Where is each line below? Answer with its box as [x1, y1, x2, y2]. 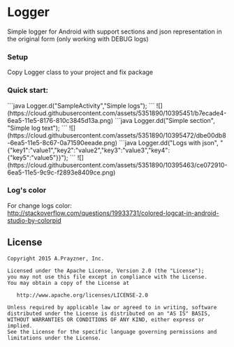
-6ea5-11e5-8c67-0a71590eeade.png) [7, 138, 117, 147]
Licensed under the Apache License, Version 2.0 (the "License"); [7, 267, 205, 274]
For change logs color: [7, 201, 72, 209]
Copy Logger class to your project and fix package [7, 68, 154, 77]
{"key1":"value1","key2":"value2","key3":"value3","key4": [7, 146, 170, 154]
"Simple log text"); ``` [7, 124, 68, 132]
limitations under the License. [7, 334, 101, 341]
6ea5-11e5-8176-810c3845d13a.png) [7, 116, 114, 124]
